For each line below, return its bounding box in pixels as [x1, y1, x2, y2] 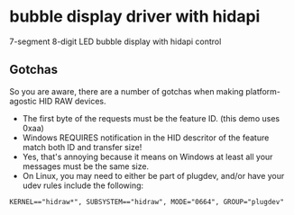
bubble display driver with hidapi [9, 6, 261, 27]
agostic [9, 95, 38, 106]
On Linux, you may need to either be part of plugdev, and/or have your [22, 170, 285, 181]
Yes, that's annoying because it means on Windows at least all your [22, 151, 273, 162]
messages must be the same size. [22, 160, 150, 172]
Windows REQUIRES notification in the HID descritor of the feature [22, 132, 270, 143]
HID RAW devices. [39, 95, 106, 106]
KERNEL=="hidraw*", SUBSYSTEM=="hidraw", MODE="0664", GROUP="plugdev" [9, 197, 284, 206]
